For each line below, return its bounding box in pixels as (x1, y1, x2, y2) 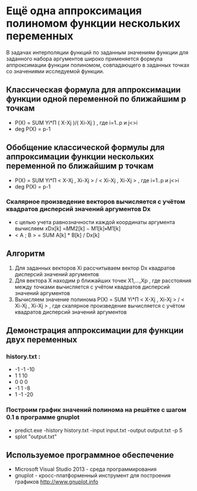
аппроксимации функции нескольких (6, 152, 154, 162)
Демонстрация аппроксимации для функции (6, 325, 184, 335)
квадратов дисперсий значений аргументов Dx (6, 205, 151, 214)
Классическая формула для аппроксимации (6, 85, 181, 95)
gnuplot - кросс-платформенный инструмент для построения (14, 472, 171, 479)
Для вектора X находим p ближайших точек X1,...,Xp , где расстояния (14, 277, 192, 284)
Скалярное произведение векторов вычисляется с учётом (6, 198, 185, 206)
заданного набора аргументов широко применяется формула (6, 55, 163, 62)
